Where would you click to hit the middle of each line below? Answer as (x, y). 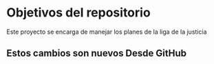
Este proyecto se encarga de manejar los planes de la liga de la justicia (107, 32)
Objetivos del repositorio (78, 13)
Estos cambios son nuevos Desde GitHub (97, 53)
